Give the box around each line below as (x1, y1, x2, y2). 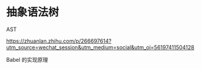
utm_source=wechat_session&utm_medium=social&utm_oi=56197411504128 (6, 43, 195, 51)
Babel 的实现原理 (6, 56, 49, 63)
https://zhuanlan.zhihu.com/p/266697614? (6, 37, 112, 44)
